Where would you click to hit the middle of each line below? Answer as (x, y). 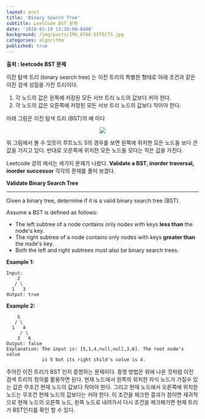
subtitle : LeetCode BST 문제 (42, 23)
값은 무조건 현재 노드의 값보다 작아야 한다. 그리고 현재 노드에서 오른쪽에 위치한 (105, 387)
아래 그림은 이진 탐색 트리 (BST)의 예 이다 (56, 118)
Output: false (24, 343)
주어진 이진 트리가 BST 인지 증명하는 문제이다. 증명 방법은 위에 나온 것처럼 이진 (100, 371)
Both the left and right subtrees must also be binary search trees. (97, 250)
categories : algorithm (35, 40)
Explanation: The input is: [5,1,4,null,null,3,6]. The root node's (95, 349)
